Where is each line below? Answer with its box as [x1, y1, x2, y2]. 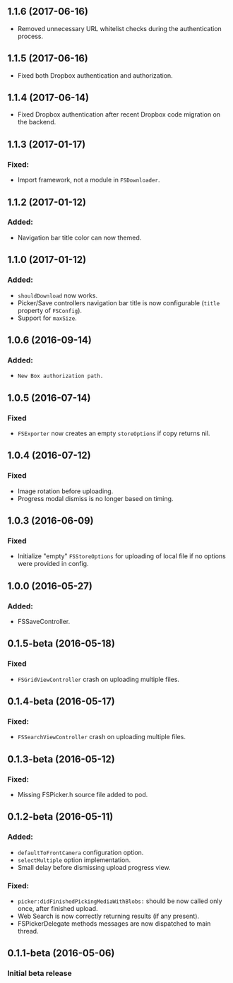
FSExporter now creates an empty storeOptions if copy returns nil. [17, 429, 210, 437]
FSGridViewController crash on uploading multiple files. [17, 675, 180, 683]
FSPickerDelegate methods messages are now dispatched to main [17, 919, 211, 928]
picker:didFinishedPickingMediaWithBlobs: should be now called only [17, 897, 222, 905]
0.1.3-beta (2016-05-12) [7, 753, 115, 765]
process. [17, 32, 44, 40]
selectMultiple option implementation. [17, 855, 131, 864]
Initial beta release [7, 968, 72, 978]
